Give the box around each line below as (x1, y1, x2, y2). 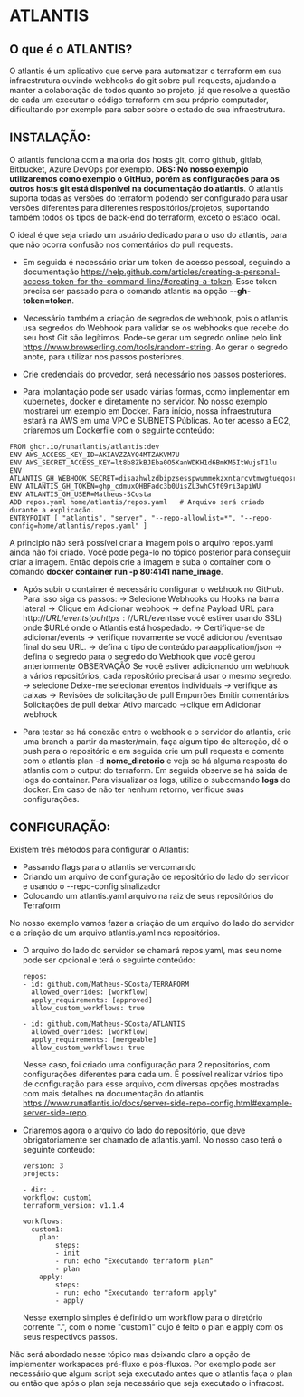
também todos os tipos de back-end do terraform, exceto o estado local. (9, 212, 280, 223)
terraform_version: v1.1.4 (22, 1201, 125, 1210)
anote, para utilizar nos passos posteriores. (22, 350, 185, 362)
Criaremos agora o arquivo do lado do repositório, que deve (22, 1124, 246, 1135)
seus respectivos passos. (22, 1331, 118, 1342)
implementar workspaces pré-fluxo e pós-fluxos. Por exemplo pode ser (9, 1358, 276, 1369)
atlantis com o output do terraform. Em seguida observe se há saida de (22, 764, 288, 775)
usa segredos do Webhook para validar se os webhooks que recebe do (22, 322, 290, 333)
